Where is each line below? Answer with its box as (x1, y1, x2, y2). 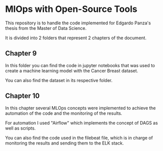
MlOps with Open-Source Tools (5, 3, 138, 15)
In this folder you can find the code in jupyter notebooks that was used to (5, 62, 155, 68)
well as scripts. (5, 125, 36, 131)
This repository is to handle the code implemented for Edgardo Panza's (5, 20, 151, 26)
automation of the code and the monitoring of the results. (5, 110, 123, 116)
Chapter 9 (5, 49, 37, 58)
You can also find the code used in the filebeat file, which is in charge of (5, 135, 153, 141)
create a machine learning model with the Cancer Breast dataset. (5, 68, 138, 74)
